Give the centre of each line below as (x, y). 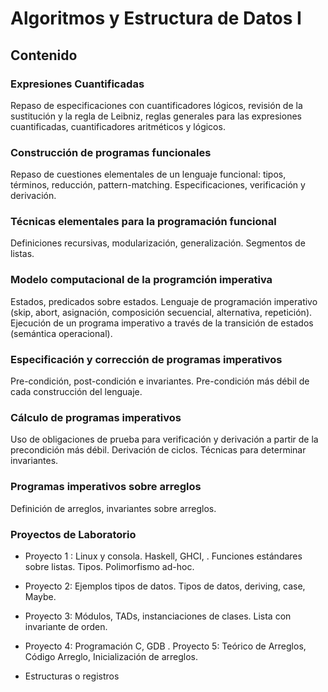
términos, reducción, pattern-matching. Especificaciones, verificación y (158, 185)
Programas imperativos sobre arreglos (106, 487)
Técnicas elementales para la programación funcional (143, 222)
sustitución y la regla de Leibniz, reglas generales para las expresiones (156, 116)
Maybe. (40, 596)
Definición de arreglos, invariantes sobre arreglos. (113, 508)
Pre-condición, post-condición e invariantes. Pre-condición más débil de (160, 381)
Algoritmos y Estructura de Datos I (156, 18)
